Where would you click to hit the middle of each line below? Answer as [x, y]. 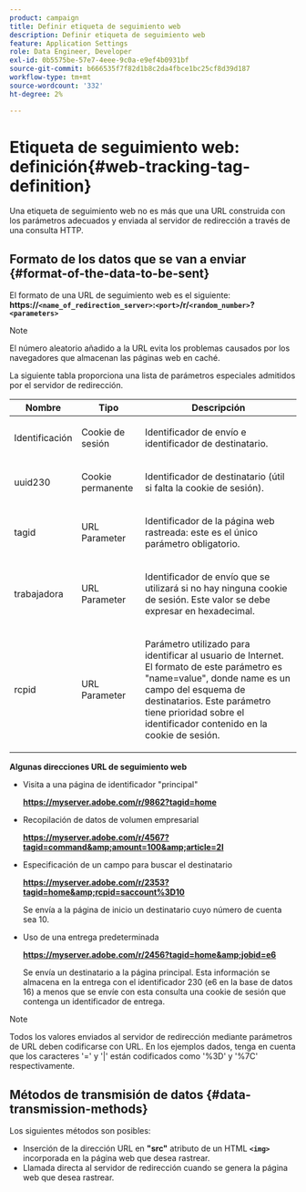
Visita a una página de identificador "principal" [110, 785]
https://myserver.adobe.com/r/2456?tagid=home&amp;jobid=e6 [149, 955]
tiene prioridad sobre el [194, 713]
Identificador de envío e [195, 432]
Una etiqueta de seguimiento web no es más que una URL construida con [148, 211]
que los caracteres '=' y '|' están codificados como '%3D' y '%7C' [134, 1056]
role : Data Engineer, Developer [71, 52]
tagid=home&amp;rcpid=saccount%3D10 [103, 892]
